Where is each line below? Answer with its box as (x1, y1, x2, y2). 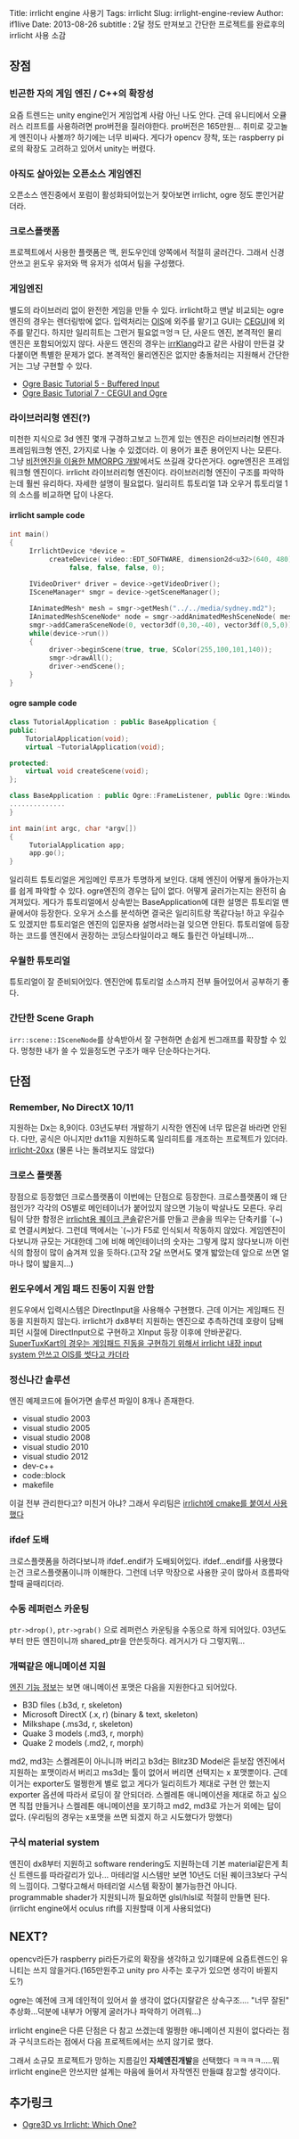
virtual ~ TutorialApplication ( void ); (25, 743, 166, 752)
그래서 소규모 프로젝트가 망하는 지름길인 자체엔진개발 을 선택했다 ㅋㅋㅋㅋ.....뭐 (9, 2055, 280, 2066)
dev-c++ (21, 1460, 55, 1471)
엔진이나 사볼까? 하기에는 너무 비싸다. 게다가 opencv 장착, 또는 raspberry (18, 132, 276, 143)
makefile (21, 1479, 54, 1491)
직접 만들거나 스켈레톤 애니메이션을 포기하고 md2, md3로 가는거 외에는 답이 (18, 1800, 282, 1812)
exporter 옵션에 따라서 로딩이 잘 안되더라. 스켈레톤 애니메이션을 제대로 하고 (9, 1789, 271, 1800)
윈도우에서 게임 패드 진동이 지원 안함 (9, 1282, 155, 1295)
